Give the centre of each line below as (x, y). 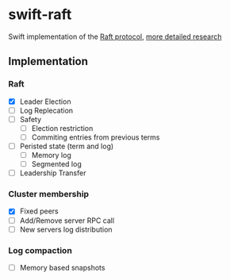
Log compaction (40, 250)
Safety (31, 119)
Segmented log (56, 164)
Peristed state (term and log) (67, 146)
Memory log (51, 155)
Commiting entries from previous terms (96, 137)
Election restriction (62, 128)
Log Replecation (46, 110)
